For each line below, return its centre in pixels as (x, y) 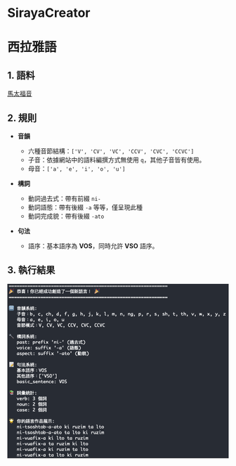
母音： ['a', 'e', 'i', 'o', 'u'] (77, 169)
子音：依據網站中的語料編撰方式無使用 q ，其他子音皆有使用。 (117, 160)
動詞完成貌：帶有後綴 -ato (66, 216)
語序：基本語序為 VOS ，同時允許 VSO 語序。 (93, 246)
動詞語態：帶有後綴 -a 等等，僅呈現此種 (85, 207)
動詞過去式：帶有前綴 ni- (65, 199)
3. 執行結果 (31, 270)
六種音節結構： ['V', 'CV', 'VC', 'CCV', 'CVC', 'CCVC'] (111, 151)
